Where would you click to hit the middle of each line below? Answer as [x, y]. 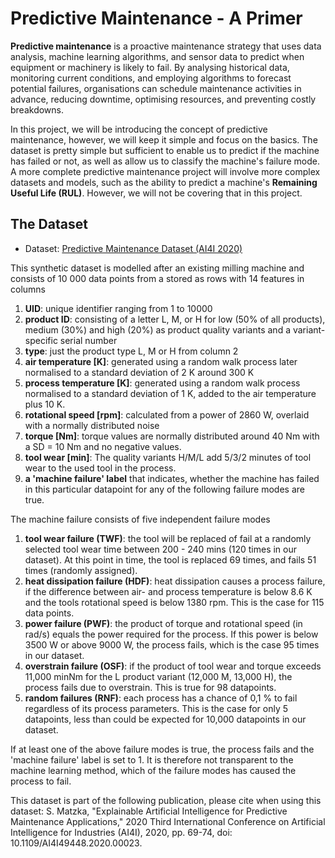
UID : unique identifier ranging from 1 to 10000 [118, 308]
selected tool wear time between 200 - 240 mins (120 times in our [161, 549]
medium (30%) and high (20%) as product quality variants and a [158, 329]
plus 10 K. [45, 404]
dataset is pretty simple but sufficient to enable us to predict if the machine [165, 150]
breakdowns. [37, 109]
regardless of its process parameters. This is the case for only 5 [156, 708]
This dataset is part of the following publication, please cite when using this [166, 800]
